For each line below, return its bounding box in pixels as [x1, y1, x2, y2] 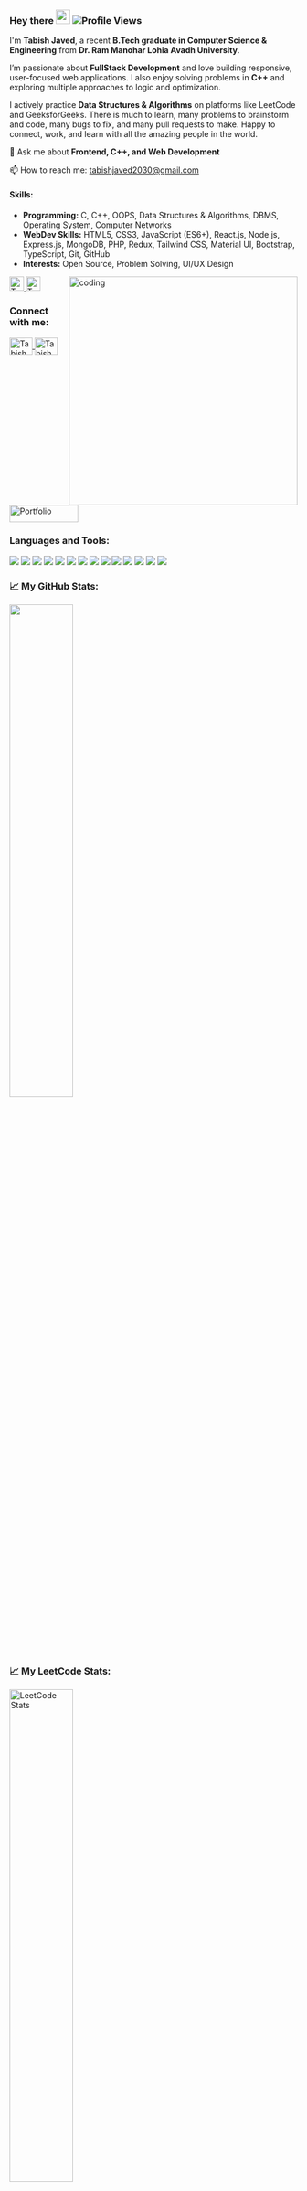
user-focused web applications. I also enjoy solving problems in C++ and [9, 72, 285, 83]
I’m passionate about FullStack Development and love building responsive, [9, 62, 292, 73]
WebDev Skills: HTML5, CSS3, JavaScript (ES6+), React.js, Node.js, [22, 229, 281, 239]
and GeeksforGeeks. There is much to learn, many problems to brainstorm [9, 110, 290, 121]
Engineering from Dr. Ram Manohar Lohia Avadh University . [9, 45, 240, 56]
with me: [9, 316, 49, 329]
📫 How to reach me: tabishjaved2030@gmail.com [9, 165, 199, 175]
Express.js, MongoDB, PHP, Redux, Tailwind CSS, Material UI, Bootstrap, [22, 239, 295, 250]
